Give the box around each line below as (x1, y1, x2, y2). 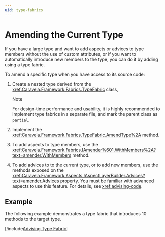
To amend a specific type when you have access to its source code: (5, 71, 145, 77)
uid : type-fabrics (5, 7, 43, 13)
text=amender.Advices (12, 178, 59, 184)
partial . (12, 116, 30, 123)
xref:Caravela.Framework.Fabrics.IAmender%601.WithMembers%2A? (12, 147, 156, 153)
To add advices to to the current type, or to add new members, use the (12, 162, 158, 168)
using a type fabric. (5, 61, 45, 68)
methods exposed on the (12, 167, 64, 173)
